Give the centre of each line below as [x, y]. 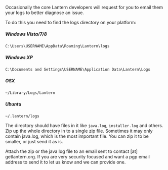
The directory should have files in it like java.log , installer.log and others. [84, 125]
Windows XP [19, 57]
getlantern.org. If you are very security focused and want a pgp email [78, 156]
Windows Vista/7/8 [26, 34]
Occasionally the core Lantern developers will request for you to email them [84, 7]
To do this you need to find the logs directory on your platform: [71, 22]
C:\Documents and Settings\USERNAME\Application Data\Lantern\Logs [78, 69]
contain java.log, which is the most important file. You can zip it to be [77, 136]
